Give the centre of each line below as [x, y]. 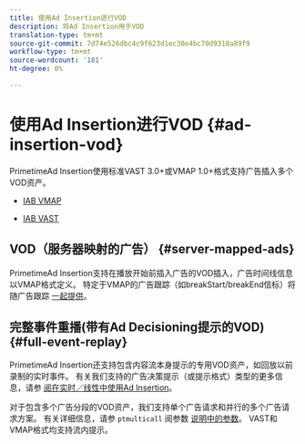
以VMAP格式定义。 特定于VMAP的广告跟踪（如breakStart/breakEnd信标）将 [152, 284]
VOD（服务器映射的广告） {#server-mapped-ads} [152, 249]
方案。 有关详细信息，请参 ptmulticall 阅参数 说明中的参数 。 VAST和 [147, 418]
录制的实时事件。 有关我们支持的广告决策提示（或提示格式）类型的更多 [142, 377]
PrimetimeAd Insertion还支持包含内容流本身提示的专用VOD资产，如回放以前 [151, 365]
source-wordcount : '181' [56, 60]
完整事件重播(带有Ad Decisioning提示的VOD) [137, 328]
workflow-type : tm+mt [51, 52]
